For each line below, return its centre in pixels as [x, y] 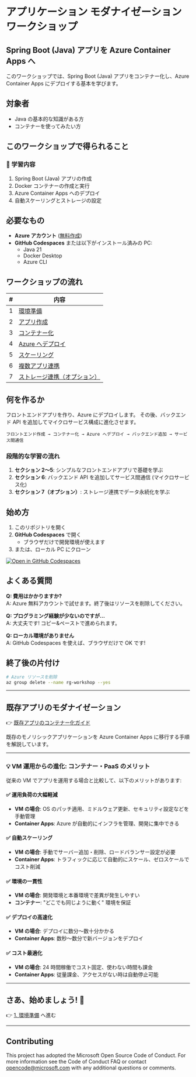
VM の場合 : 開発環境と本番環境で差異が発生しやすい [77, 895]
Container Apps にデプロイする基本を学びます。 [64, 83]
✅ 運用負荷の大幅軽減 [32, 795]
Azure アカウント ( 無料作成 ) [48, 236]
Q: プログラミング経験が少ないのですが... [55, 615]
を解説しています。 [29, 744]
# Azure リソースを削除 [32, 677]
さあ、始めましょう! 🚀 [45, 1000]
